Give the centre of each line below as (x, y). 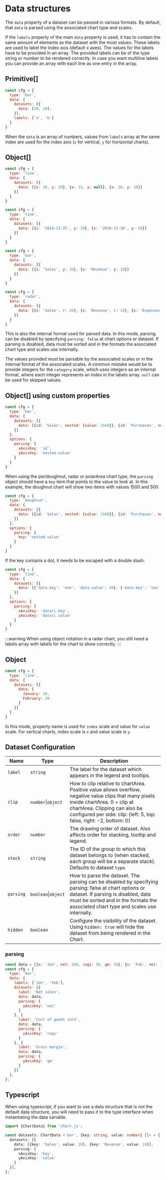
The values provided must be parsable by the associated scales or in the (79, 359)
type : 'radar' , (25, 297)
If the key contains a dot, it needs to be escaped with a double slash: (75, 560)
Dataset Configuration (40, 747)
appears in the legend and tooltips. (110, 775)
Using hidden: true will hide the (107, 927)
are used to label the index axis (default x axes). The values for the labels (80, 47)
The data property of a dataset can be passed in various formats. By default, (83, 22)
